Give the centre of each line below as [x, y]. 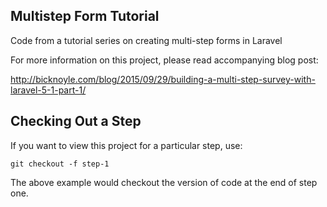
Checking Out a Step [76, 121]
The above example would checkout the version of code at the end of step [164, 182]
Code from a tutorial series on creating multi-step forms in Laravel [146, 40]
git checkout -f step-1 [60, 164]
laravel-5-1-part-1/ [48, 90]
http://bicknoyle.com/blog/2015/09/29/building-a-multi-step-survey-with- [163, 79]
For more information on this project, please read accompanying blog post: [164, 60]
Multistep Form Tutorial [85, 16]
